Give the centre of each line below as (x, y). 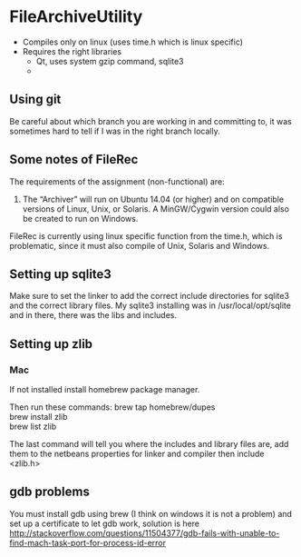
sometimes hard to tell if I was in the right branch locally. (115, 131)
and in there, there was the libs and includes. (93, 315)
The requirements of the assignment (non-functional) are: (117, 181)
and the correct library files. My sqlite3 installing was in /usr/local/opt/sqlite (150, 305)
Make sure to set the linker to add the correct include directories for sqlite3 (150, 296)
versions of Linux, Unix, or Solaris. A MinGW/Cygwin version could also (156, 209)
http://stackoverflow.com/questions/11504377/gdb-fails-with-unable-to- (145, 532)
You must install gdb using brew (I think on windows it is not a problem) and (151, 513)
